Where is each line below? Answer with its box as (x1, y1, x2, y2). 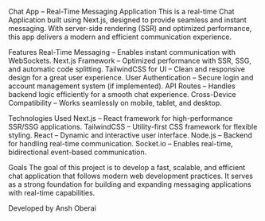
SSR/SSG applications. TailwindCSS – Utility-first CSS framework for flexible (8, 122, 258, 131)
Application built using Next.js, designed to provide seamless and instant (8, 15, 247, 25)
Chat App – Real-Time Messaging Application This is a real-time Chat (8, 7, 235, 16)
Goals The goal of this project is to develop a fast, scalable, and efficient (8, 163, 246, 172)
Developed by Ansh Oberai (8, 204, 97, 213)
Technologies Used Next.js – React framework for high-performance (8, 114, 233, 122)
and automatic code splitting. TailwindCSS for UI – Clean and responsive (8, 64, 245, 74)
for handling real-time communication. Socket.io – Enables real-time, (8, 139, 233, 148)
